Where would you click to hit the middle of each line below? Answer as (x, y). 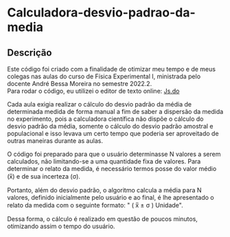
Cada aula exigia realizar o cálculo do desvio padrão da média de (100, 104)
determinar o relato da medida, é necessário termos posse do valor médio (112, 169)
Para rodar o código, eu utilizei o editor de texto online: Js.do (93, 91)
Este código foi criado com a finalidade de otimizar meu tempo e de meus (112, 69)
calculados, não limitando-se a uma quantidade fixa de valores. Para (104, 161)
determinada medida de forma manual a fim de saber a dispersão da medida (115, 112)
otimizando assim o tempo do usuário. (61, 226)
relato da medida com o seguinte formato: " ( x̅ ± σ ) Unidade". (95, 205)
